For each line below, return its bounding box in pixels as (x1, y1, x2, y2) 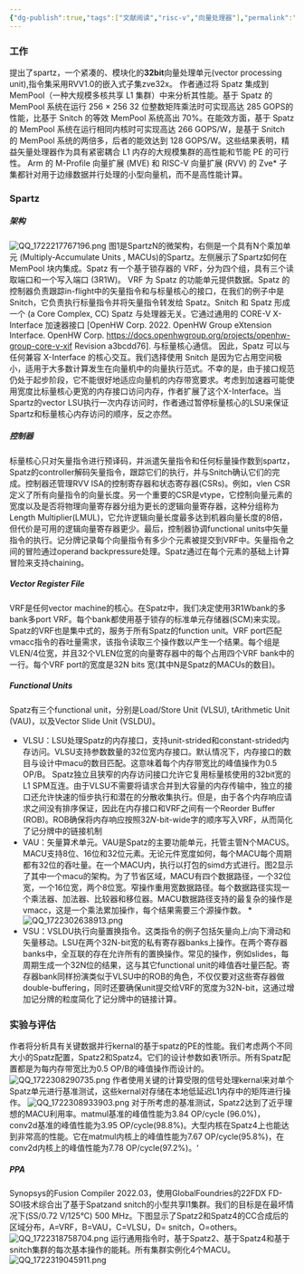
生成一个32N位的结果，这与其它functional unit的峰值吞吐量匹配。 (38, 959, 282, 970)
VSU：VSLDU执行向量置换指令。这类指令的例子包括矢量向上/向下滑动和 (22, 925, 291, 936)
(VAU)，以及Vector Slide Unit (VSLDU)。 (9, 715, 161, 726)
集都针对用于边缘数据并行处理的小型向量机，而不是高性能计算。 (9, 168, 247, 179)
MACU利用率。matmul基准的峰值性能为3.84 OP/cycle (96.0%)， (24, 1108, 265, 1119)
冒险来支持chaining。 (9, 557, 90, 568)
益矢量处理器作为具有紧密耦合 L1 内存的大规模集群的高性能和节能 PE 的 (9, 146, 274, 157)
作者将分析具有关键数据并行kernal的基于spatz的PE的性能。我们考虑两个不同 (9, 1040, 293, 1051)
